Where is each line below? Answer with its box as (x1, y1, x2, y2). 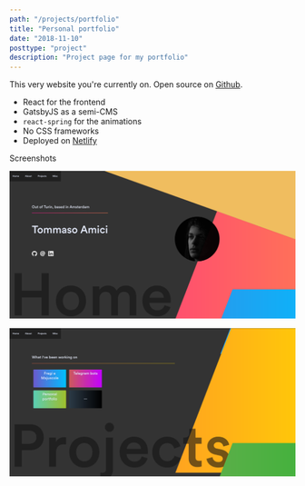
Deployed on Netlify (22, 135, 98, 146)
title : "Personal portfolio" (9, 24, 120, 34)
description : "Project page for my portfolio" (9, 53, 189, 63)
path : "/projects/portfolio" (9, 15, 120, 24)
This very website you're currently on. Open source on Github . (9, 79, 243, 90)
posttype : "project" (9, 44, 88, 53)
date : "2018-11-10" (9, 34, 84, 43)
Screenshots (9, 153, 57, 164)
